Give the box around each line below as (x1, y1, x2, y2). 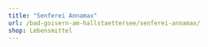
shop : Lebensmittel (8, 26, 73, 34)
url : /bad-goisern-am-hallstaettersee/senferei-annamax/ (8, 19, 201, 27)
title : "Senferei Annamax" (8, 11, 98, 20)
